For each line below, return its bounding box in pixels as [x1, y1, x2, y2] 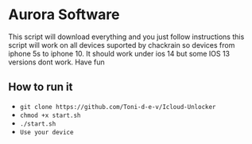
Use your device [19, 128, 74, 136]
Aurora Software [8, 6, 120, 24]
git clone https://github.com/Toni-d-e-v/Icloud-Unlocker [19, 103, 216, 111]
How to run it [8, 80, 73, 94]
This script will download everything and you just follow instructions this [8, 32, 245, 41]
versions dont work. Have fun [8, 57, 105, 67]
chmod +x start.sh [19, 111, 81, 119]
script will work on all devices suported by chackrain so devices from [8, 40, 235, 49]
